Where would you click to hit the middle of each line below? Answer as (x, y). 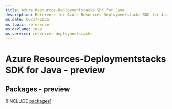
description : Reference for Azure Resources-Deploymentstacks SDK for (82, 15)
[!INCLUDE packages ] (28, 101)
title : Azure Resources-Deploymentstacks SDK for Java (65, 10)
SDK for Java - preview (55, 70)
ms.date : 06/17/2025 (27, 19)
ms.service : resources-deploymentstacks (49, 34)
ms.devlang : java (24, 29)
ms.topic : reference (27, 24)
